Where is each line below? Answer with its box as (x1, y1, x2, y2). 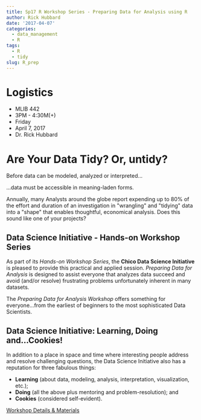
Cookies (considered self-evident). (14, 395, 103, 402)
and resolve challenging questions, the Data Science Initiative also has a (6, 358, 186, 364)
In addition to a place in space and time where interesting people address (6, 351, 189, 358)
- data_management (11, 31, 59, 37)
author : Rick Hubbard (6, 15, 61, 21)
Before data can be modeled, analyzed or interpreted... (6, 172, 143, 179)
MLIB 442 (14, 105, 40, 112)
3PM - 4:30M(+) (14, 112, 56, 119)
